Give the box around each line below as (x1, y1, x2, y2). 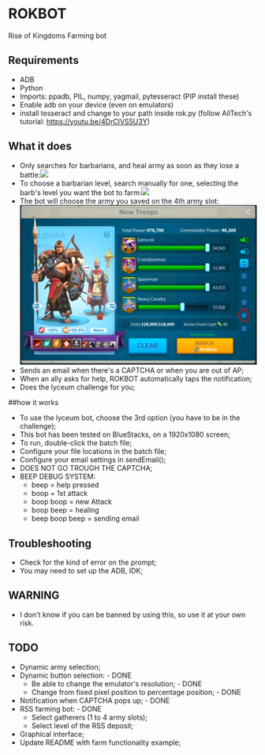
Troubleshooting (8, 536, 92, 550)
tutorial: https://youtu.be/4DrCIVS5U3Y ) (19, 116, 151, 126)
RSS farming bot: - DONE (19, 704, 103, 713)
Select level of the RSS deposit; (31, 720, 134, 731)
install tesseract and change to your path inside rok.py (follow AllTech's (19, 108, 252, 118)
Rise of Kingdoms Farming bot (8, 31, 107, 40)
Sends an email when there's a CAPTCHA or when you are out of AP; (19, 366, 244, 375)
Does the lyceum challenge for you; (19, 382, 136, 392)
